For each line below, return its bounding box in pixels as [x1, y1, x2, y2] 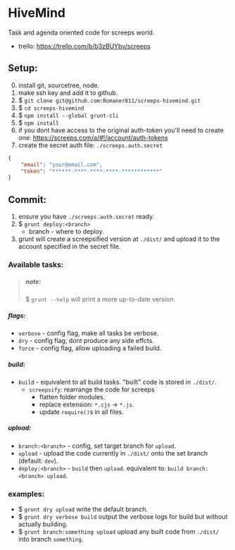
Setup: [8, 62, 38, 75]
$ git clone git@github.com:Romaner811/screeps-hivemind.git [18, 96, 201, 104]
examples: [8, 489, 45, 499]
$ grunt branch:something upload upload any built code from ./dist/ [18, 527, 220, 536]
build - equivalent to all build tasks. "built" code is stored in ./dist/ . [18, 377, 217, 386]
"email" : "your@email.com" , [20, 161, 103, 168]
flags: [8, 311, 26, 320]
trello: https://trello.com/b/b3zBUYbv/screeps [18, 42, 151, 50]
